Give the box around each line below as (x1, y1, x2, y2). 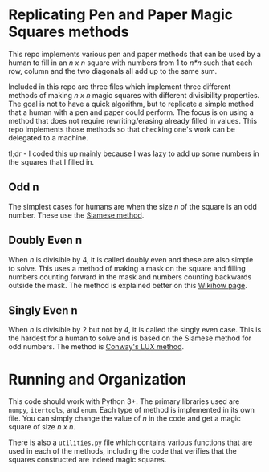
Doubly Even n (8, 234, 83, 247)
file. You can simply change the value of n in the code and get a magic (8, 413, 241, 423)
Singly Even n (8, 303, 78, 317)
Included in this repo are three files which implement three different (8, 82, 231, 92)
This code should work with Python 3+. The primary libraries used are (8, 397, 240, 406)
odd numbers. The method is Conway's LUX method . (8, 342, 185, 352)
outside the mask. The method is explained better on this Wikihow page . (8, 280, 247, 290)
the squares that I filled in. (8, 157, 95, 166)
